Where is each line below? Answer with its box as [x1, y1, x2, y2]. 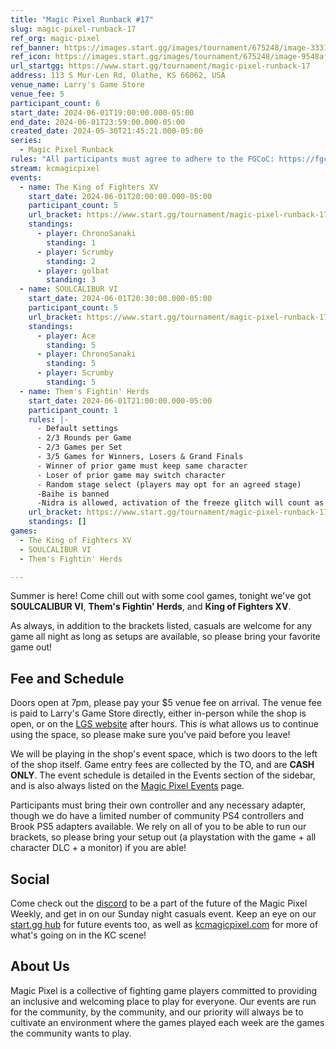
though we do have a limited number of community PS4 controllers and [10, 810, 305, 822]
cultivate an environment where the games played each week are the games [10, 1016, 325, 1028]
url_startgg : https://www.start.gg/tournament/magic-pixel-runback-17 [10, 61, 311, 71]
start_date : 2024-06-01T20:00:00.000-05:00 [28, 191, 213, 201]
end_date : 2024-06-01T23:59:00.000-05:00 [10, 117, 186, 127]
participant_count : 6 [10, 98, 101, 108]
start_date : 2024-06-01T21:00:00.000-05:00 [28, 396, 213, 406]
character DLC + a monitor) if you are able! [10, 842, 187, 854]
